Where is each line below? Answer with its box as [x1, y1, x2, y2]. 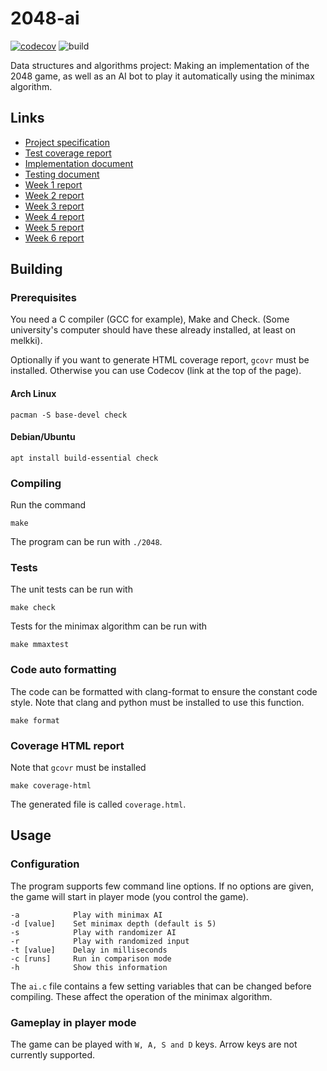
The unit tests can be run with [10, 583, 133, 596]
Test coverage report [24, 147, 112, 159]
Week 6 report [24, 232, 85, 244]
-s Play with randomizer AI [10, 927, 177, 937]
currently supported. [10, 1049, 95, 1061]
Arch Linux [10, 388, 57, 400]
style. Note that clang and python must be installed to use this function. [10, 696, 305, 708]
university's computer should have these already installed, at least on [10, 324, 297, 336]
